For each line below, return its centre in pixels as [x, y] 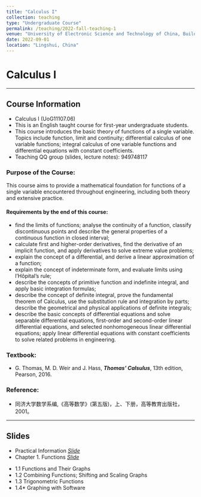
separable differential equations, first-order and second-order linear [99, 320]
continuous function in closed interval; [62, 238]
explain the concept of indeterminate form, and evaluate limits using [99, 269]
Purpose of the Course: [41, 172]
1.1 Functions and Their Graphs [53, 468]
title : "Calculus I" [32, 12]
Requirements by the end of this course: [57, 212]
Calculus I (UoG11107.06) [45, 119]
